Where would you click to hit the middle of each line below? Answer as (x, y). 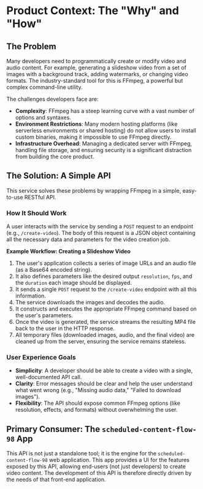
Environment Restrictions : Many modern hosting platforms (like (96, 124)
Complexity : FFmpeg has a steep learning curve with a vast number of (105, 111)
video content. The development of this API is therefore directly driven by (99, 473)
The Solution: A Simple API (59, 176)
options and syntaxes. (43, 117)
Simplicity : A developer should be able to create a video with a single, (104, 371)
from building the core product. (55, 156)
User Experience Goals (41, 358)
